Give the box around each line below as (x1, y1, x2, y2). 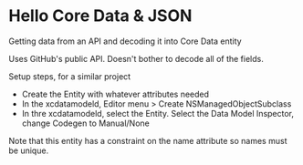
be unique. (8, 145, 49, 156)
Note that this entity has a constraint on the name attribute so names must (8, 135, 287, 146)
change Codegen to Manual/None (21, 118, 150, 129)
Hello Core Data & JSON (8, 5, 193, 26)
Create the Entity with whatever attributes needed (21, 88, 210, 99)
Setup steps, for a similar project (8, 70, 131, 82)
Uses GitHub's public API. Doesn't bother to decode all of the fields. (8, 53, 264, 64)
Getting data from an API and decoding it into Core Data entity (8, 36, 243, 46)
